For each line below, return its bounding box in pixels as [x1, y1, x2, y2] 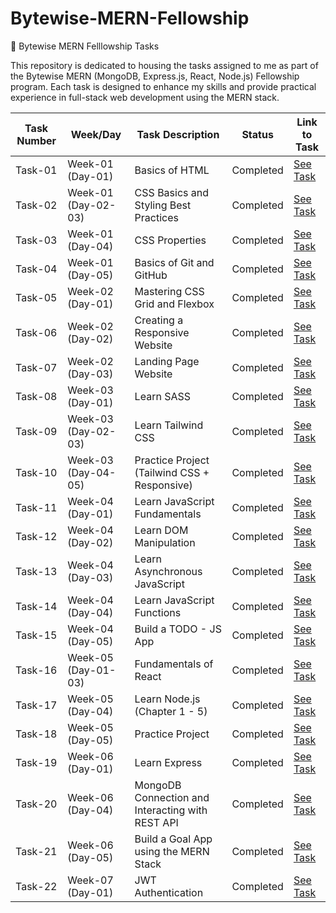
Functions [134, 605, 182, 619]
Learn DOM [134, 523, 189, 537]
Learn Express [134, 755, 203, 769]
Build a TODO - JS [134, 622, 222, 636]
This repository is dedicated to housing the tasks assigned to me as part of [10, 59, 319, 71]
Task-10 [15, 465, 58, 479]
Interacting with [134, 803, 208, 817]
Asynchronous [134, 564, 203, 578]
